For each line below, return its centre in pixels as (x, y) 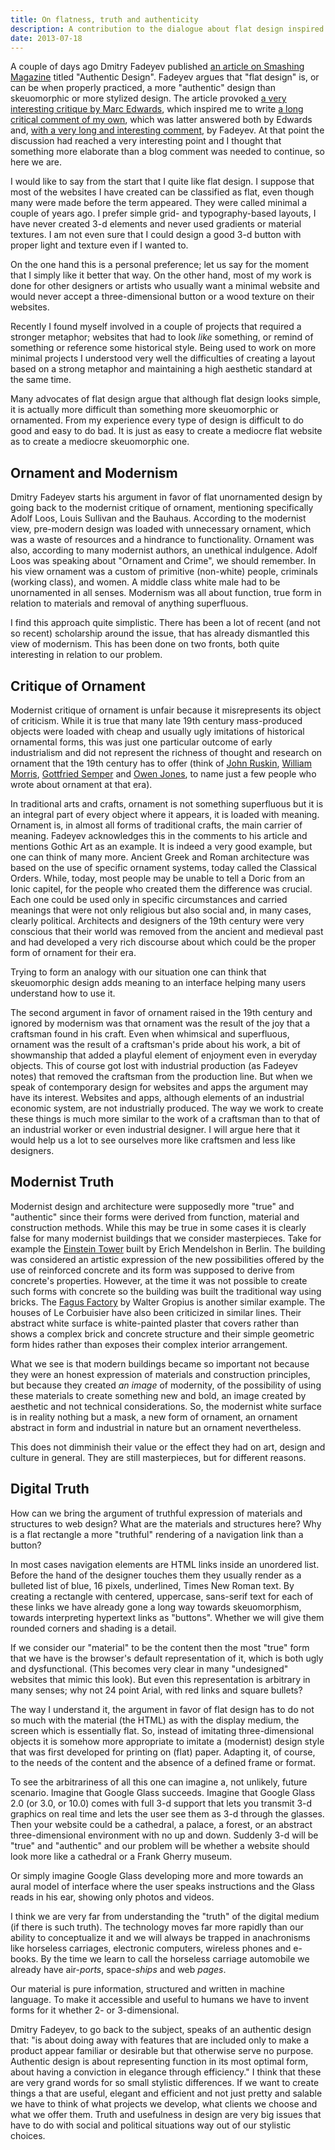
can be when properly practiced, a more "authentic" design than (143, 88)
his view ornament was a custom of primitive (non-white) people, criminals (164, 572)
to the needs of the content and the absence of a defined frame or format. (163, 1762)
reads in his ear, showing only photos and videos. (112, 1897)
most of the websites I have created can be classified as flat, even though (162, 192)
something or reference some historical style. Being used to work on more (163, 348)
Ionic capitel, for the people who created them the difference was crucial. (161, 889)
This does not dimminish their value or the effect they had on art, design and (168, 1447)
